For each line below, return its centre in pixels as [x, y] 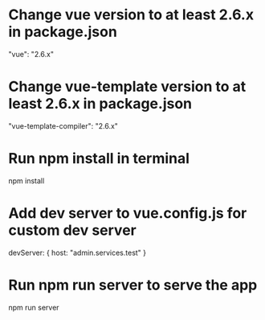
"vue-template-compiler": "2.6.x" [63, 125]
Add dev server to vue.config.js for [128, 213]
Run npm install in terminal [99, 159]
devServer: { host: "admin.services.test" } [77, 252]
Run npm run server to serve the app [133, 285]
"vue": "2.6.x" [31, 54]
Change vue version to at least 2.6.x [131, 15]
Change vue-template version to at [127, 87]
